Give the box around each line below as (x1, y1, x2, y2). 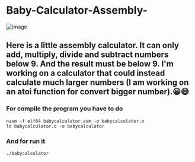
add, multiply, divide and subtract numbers (6, 50, 169, 60)
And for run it (6, 137, 46, 145)
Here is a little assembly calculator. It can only (6, 40, 180, 50)
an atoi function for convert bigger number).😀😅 (6, 87, 190, 97)
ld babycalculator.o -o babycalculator (6, 123, 105, 129)
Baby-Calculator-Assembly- (6, 4, 148, 17)
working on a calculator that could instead (6, 68, 165, 78)
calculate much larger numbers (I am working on (6, 78, 189, 88)
